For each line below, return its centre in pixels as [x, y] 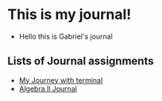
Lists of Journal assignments [81, 61]
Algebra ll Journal [48, 88]
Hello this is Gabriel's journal [66, 36]
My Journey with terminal [61, 80]
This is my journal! [69, 15]
